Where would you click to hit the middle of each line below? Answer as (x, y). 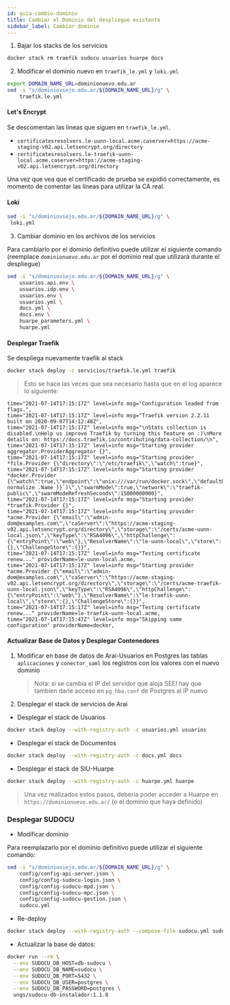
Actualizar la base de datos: (56, 944)
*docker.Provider (32, 475)
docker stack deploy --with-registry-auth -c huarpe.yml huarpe (101, 781)
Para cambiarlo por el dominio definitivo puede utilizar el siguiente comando (115, 249)
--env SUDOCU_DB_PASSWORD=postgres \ (67, 989)
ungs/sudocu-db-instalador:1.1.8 (61, 995)
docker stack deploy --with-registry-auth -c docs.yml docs (95, 756)
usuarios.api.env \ (47, 283)
